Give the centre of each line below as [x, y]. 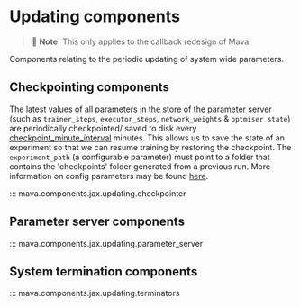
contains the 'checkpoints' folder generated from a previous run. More [140, 166]
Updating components [95, 17]
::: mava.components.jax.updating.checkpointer [98, 193]
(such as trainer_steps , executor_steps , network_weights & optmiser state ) [150, 118]
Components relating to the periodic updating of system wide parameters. [147, 59]
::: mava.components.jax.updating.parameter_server [106, 243]
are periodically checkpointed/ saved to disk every [103, 128]
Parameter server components [97, 222]
